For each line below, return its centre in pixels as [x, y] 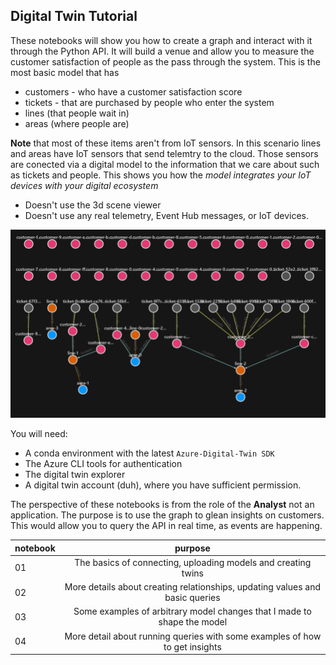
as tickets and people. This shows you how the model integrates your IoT [161, 175]
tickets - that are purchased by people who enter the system [149, 102]
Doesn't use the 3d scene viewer [93, 205]
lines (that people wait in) [77, 113]
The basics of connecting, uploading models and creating [193, 562]
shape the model [193, 622]
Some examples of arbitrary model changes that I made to [192, 611]
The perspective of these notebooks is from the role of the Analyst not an [162, 505]
